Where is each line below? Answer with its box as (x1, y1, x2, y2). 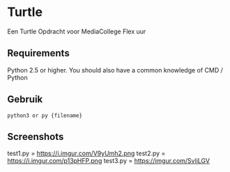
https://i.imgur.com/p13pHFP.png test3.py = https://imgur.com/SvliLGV (7, 157, 210, 165)
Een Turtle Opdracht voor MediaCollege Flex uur (7, 27, 146, 36)
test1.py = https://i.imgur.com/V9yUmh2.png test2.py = (7, 149, 166, 157)
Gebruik (7, 93, 43, 105)
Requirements (7, 47, 70, 59)
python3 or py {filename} (7, 112, 82, 119)
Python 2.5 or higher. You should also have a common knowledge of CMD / (7, 65, 223, 74)
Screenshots (7, 130, 64, 143)
